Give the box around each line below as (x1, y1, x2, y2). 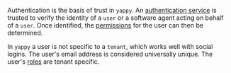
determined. (7, 28, 43, 37)
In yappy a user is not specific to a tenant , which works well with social (7, 43, 213, 50)
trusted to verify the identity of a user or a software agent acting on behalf (7, 13, 225, 22)
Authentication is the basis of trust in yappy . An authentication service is (7, 6, 218, 14)
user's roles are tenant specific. (7, 57, 100, 66)
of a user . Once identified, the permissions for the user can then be (7, 21, 204, 29)
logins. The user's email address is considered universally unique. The (7, 50, 213, 58)
